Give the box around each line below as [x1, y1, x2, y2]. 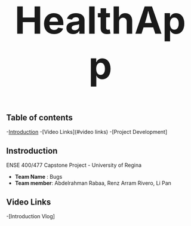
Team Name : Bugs [14, 173, 63, 181]
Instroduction [6, 145, 58, 156]
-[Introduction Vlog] [6, 213, 56, 220]
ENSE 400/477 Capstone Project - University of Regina [6, 161, 142, 169]
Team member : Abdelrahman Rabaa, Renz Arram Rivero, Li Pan [14, 179, 172, 187]
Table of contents [6, 112, 73, 123]
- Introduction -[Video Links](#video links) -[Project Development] [6, 129, 168, 136]
